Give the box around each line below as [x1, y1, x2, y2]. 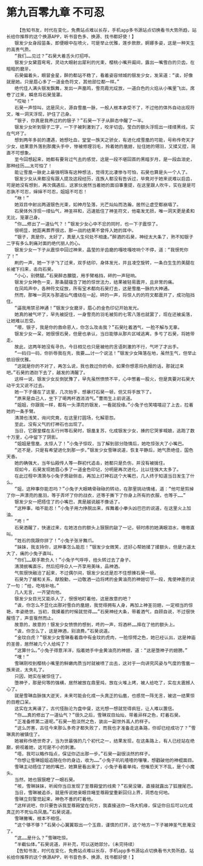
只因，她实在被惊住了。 [14, 673, 65, 679]
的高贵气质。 [6, 46, 34, 52]
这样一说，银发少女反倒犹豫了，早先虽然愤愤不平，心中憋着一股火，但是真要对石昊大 [14, 376, 195, 382]
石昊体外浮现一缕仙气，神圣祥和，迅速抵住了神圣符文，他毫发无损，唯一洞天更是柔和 [14, 208, 195, 214]
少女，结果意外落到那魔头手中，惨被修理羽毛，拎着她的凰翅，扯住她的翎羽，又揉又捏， [6, 144, 191, 150]
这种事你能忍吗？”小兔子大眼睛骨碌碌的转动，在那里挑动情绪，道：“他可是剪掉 [26, 486, 194, 492]
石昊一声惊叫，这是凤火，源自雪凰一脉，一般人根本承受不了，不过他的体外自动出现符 [14, 105, 195, 111]
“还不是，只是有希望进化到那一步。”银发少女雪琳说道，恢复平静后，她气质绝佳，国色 [14, 447, 194, 453]
